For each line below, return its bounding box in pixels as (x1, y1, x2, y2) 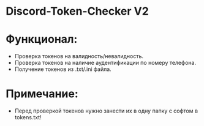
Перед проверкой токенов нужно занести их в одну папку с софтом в (14, 107, 198, 114)
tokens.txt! (14, 114, 42, 121)
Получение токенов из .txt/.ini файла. (14, 65, 111, 73)
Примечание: (6, 87, 79, 101)
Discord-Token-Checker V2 (6, 4, 149, 18)
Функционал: (6, 32, 78, 46)
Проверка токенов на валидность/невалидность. (14, 53, 144, 60)
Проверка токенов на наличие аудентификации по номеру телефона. (14, 59, 197, 67)
